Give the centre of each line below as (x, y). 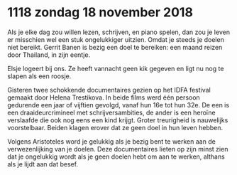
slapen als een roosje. (39, 76)
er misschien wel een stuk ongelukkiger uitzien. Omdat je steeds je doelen (116, 39)
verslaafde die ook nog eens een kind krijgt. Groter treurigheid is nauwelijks (118, 120)
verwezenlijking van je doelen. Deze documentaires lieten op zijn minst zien (118, 149)
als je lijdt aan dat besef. (43, 164)
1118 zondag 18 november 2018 (100, 12)
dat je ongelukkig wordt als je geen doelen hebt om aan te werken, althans (116, 157)
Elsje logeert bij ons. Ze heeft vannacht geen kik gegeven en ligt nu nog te (116, 68)
